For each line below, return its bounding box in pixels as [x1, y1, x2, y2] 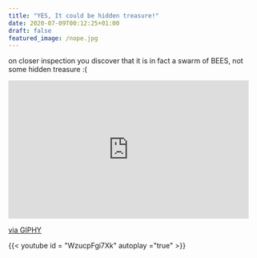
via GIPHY [8, 225, 42, 235]
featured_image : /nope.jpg [8, 34, 98, 42]
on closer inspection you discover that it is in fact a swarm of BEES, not [8, 56, 243, 66]
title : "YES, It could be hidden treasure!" [8, 11, 159, 20]
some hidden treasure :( [8, 65, 88, 75]
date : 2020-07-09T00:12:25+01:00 [8, 19, 120, 27]
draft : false [8, 26, 52, 34]
